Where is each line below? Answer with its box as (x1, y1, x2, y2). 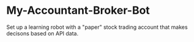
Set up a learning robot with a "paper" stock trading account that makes (6, 23, 188, 31)
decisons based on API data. (6, 29, 79, 37)
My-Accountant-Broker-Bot (6, 4, 150, 17)
